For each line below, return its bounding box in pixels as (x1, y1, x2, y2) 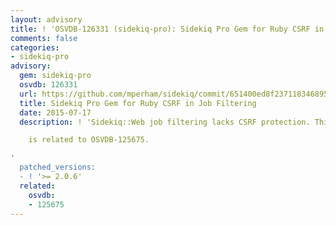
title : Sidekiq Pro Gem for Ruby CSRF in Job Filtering (19, 98, 257, 108)
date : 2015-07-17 (19, 107, 92, 118)
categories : (10, 42, 60, 53)
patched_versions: (19, 162, 97, 173)
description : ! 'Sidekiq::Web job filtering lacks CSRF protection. (19, 117, 311, 127)
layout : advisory (10, 14, 83, 25)
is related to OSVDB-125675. (28, 135, 150, 145)
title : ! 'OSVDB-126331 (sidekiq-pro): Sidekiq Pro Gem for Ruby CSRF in (10, 24, 325, 34)
